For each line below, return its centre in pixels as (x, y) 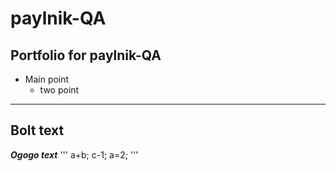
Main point (47, 79)
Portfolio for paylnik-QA (86, 55)
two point (59, 90)
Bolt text (37, 130)
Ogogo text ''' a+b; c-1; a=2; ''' (74, 154)
